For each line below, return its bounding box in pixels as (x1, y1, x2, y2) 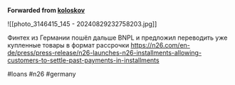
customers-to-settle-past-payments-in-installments (7, 56, 160, 64)
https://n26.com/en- (130, 41, 191, 49)
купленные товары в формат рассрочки (7, 41, 130, 49)
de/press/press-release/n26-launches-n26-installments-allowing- (7, 49, 202, 57)
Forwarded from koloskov (7, 6, 85, 14)
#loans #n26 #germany (7, 70, 76, 78)
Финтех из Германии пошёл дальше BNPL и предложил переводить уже (7, 33, 228, 42)
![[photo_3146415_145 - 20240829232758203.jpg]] (7, 20, 157, 28)
